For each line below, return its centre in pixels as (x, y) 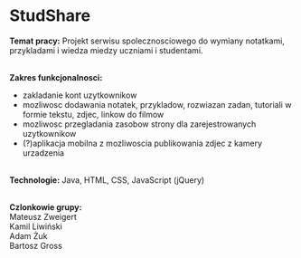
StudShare (50, 16)
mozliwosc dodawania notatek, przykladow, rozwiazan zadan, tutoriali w (157, 104)
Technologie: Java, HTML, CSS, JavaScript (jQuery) (107, 180)
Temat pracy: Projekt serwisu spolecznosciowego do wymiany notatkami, (147, 41)
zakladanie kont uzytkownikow (80, 95)
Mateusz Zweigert (43, 216)
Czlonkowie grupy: (46, 207)
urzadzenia (43, 153)
